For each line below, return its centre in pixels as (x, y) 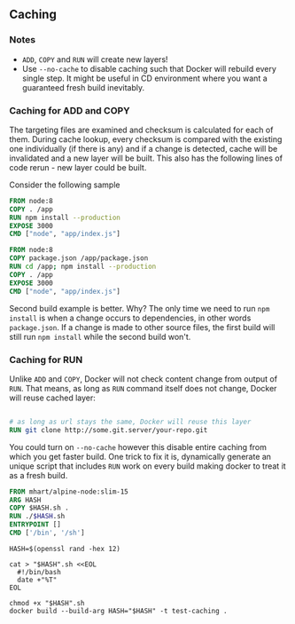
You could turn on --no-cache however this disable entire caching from (138, 446)
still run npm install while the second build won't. (100, 336)
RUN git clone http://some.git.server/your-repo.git (109, 430)
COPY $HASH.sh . (39, 508)
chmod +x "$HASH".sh (47, 603)
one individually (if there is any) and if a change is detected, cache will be (144, 148)
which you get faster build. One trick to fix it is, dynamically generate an (140, 456)
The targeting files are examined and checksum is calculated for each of (141, 130)
